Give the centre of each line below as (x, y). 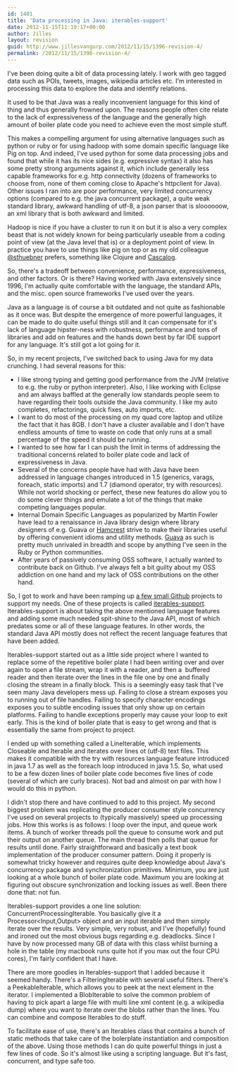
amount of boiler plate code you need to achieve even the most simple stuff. (118, 124)
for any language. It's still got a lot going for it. (74, 344)
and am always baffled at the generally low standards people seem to (118, 394)
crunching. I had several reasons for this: (67, 365)
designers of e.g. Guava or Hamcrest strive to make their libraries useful (122, 529)
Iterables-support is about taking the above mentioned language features (114, 611)
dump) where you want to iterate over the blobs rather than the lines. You (113, 1009)
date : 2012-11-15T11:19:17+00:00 (56, 27)
